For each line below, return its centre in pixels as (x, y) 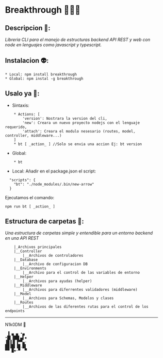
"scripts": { (23, 180)
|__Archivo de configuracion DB (55, 264)
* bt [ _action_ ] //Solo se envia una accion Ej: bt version (78, 144)
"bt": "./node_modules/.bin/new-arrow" (54, 184)
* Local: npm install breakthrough (41, 74)
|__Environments (30, 268)
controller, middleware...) (33, 135)
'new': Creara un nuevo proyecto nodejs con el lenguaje (81, 123)
